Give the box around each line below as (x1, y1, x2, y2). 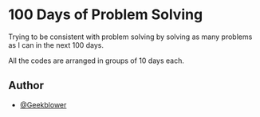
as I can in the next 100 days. (8, 40, 104, 49)
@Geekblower (19, 99, 67, 109)
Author (8, 79, 44, 92)
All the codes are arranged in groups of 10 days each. (8, 56, 185, 65)
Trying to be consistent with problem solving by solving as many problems (8, 32, 253, 41)
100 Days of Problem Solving (8, 6, 203, 24)
